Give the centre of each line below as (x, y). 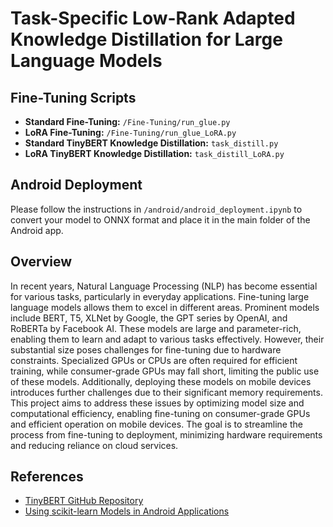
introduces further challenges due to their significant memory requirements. (166, 392)
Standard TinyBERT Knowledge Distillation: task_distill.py (151, 143)
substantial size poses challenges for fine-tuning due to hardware (146, 349)
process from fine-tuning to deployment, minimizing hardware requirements (166, 434)
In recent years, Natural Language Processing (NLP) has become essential (164, 286)
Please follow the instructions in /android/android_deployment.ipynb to (156, 209)
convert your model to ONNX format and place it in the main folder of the (160, 219)
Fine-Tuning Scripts (73, 97)
